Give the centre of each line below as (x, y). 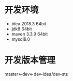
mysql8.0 (21, 39)
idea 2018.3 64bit (29, 24)
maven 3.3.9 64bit (29, 34)
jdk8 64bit (22, 29)
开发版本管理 (30, 60)
